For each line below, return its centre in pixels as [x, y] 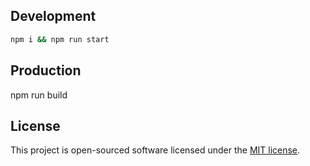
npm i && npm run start [60, 39]
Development [53, 16]
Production [46, 70]
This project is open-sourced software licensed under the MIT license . [155, 150]
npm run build [39, 95]
